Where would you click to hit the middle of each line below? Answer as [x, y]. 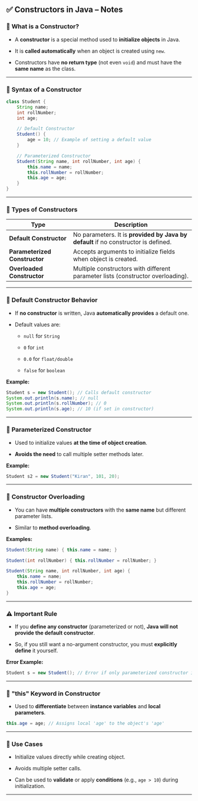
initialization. [30, 786]
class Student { [26, 102]
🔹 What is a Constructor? [43, 27]
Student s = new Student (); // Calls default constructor [79, 392]
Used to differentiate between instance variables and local [88, 706]
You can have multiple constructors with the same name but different [100, 510]
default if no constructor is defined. [122, 242]
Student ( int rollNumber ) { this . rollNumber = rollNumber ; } [82, 561]
